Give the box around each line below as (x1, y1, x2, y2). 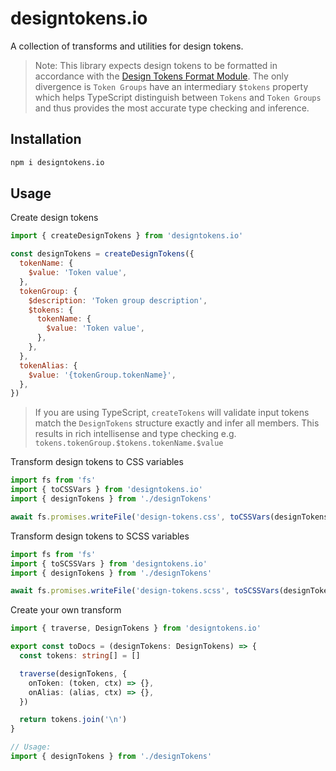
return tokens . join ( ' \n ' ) (19, 715, 128, 725)
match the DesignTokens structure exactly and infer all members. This (34, 417, 320, 429)
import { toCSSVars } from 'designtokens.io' (10, 485, 203, 495)
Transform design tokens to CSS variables (10, 456, 184, 468)
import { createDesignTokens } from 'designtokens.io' (10, 231, 244, 241)
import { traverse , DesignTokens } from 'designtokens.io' (10, 623, 262, 634)
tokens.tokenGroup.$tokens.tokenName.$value (34, 438, 224, 449)
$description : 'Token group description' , (28, 295, 208, 306)
